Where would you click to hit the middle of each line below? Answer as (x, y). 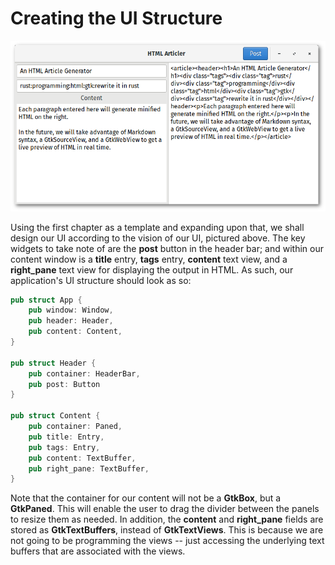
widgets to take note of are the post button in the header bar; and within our (167, 248)
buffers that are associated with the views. (98, 551)
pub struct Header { (53, 363)
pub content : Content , (75, 332)
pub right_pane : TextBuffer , (89, 468)
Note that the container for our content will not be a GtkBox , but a (146, 498)
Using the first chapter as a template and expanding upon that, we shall (157, 227)
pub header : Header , (71, 321)
